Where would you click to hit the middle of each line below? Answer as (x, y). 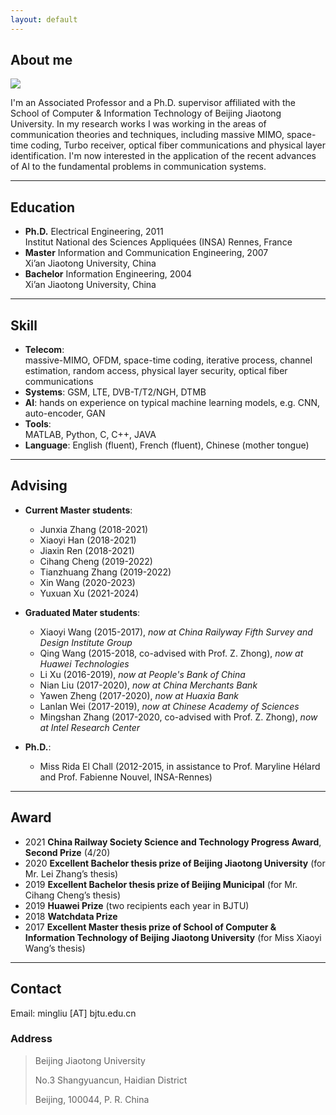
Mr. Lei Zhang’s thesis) (71, 873)
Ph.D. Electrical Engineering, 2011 (94, 232)
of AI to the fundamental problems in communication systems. (138, 167)
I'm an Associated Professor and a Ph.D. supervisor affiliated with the (153, 103)
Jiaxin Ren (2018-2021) (87, 550)
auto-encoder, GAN (65, 413)
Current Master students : (78, 510)
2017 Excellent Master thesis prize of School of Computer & (150, 927)
